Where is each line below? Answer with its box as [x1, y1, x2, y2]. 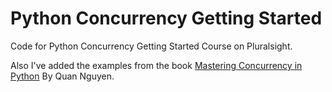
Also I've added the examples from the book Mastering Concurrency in [10, 59, 303, 71]
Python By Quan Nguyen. [10, 70, 115, 82]
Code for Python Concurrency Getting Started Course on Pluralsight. [10, 40, 293, 52]
